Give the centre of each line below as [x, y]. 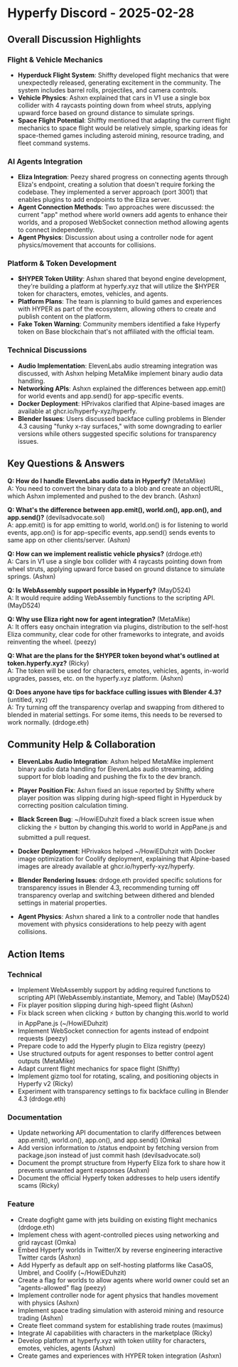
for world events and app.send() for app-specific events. [101, 395]
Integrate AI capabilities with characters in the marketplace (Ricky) [115, 1333]
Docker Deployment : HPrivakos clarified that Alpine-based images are [121, 403]
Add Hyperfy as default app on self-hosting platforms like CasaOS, [115, 1265]
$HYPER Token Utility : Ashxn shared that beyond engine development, [122, 279]
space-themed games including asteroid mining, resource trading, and [121, 135]
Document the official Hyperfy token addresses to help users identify [119, 1178]
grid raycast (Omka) [47, 1242]
